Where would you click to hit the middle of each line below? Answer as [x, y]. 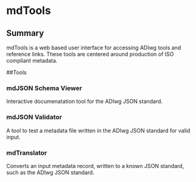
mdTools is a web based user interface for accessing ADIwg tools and [94, 47]
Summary [25, 33]
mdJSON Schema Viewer [44, 88]
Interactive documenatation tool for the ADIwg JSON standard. [84, 102]
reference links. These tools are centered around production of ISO [90, 54]
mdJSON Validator [34, 117]
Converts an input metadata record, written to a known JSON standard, [95, 166]
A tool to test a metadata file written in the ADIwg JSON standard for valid [98, 130]
